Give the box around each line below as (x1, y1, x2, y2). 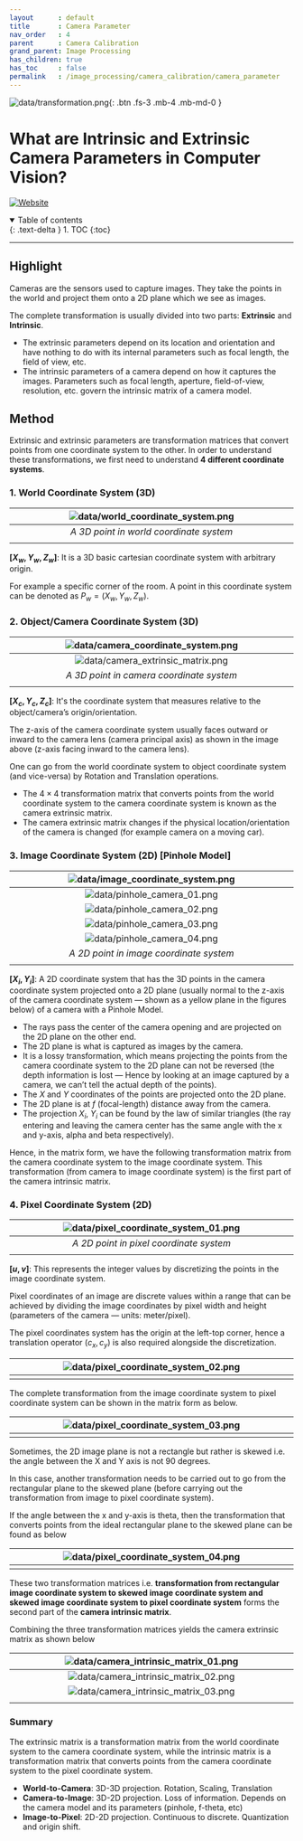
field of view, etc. (22, 356, 87, 367)
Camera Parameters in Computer (9, 147, 262, 168)
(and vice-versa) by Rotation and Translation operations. (9, 770, 219, 782)
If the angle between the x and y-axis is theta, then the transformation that (9, 1510, 286, 1521)
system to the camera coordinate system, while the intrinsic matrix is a (9, 1746, 271, 1757)
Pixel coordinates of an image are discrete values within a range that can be (9, 1290, 291, 1302)
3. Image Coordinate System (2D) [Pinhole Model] (9, 849, 232, 862)
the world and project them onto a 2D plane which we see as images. (9, 292, 267, 303)
